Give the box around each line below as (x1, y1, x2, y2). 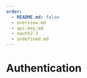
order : (6, 8, 22, 15)
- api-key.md (11, 25, 44, 31)
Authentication (6, 61, 82, 75)
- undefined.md (11, 36, 49, 42)
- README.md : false (11, 14, 60, 20)
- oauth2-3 (11, 31, 38, 37)
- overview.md (11, 19, 46, 25)
